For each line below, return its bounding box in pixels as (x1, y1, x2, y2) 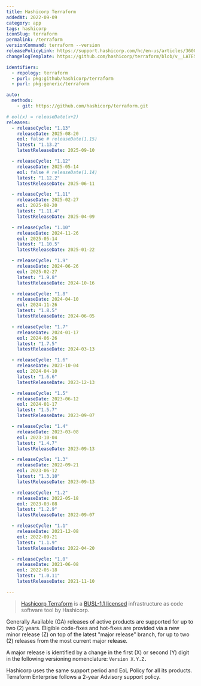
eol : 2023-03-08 (17, 501, 58, 507)
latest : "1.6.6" (17, 373, 58, 380)
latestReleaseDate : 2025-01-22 (17, 247, 95, 253)
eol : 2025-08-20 (17, 202, 58, 209)
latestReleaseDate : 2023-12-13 (17, 379, 95, 385)
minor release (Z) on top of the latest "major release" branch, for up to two (6, 631, 190, 638)
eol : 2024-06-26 (17, 335, 58, 341)
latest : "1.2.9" (17, 507, 58, 513)
